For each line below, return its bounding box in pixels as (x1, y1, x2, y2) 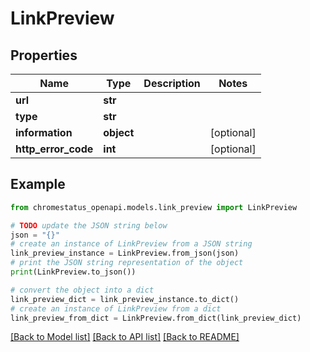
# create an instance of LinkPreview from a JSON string (10, 239, 253, 249)
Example (10, 176, 66, 193)
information (15, 126, 73, 139)
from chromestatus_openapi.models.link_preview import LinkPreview (10, 202, 298, 212)
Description (143, 77, 201, 90)
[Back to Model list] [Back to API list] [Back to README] (10, 331, 240, 343)
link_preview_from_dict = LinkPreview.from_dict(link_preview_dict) (10, 313, 302, 323)
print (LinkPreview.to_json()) (10, 267, 137, 277)
